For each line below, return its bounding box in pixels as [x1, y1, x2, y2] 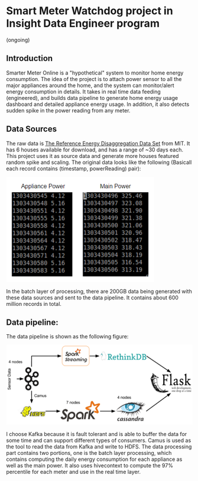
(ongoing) [6, 36, 30, 43]
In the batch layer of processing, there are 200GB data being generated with [6, 288, 192, 295]
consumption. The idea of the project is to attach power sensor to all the [6, 75, 182, 82]
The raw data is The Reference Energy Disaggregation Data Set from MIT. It [6, 140, 190, 147]
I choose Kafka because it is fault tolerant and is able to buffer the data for [6, 430, 187, 437]
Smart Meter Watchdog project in [6, 4, 173, 18]
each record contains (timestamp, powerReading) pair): [6, 164, 141, 172]
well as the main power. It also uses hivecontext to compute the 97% [6, 461, 173, 469]
